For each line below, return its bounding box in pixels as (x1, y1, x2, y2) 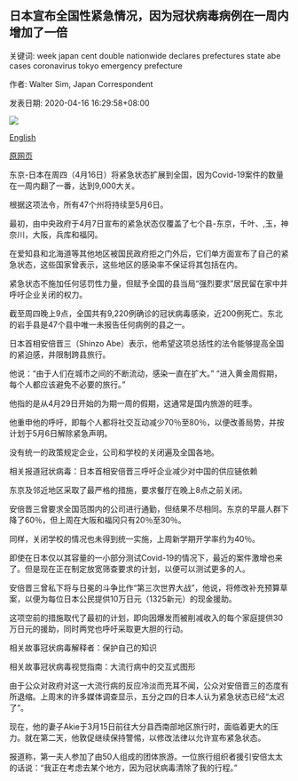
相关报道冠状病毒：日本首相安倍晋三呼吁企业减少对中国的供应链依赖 (9, 466, 258, 476)
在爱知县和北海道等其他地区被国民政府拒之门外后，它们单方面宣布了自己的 (9, 248, 281, 259)
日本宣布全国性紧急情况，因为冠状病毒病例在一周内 (9, 8, 289, 24)
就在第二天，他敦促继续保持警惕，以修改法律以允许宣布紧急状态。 (24, 732, 266, 743)
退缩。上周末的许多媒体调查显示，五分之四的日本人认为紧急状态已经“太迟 (16, 691, 286, 702)
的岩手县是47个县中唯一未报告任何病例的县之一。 (9, 319, 190, 330)
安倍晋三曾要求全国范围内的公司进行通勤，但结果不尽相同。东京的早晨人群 (9, 503, 281, 514)
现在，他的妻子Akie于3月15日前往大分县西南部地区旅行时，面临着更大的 (9, 721, 271, 731)
